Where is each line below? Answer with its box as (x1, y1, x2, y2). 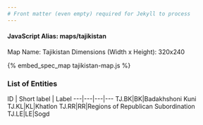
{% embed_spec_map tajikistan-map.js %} (7, 61, 131, 70)
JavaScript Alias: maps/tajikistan (7, 32, 107, 41)
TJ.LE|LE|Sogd (7, 110, 50, 118)
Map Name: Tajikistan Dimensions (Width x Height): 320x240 (7, 47, 185, 56)
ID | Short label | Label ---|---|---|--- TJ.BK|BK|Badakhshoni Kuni (7, 95, 197, 103)
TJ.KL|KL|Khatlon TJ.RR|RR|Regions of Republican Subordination (7, 103, 195, 111)
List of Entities (7, 79, 58, 88)
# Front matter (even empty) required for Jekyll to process (7, 10, 191, 18)
